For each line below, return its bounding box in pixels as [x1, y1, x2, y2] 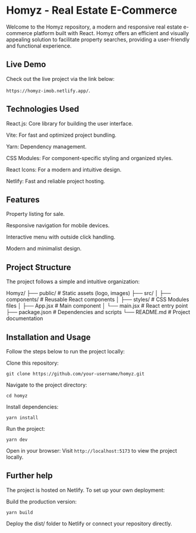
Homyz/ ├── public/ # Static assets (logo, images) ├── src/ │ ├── [6, 290, 171, 297]
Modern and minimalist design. [6, 245, 82, 252]
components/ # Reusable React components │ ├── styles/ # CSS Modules [6, 296, 189, 303]
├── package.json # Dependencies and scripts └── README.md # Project [6, 309, 191, 316]
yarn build [6, 509, 33, 515]
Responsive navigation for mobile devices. [6, 222, 110, 229]
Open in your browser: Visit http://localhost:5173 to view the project [6, 447, 177, 454]
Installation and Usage [6, 332, 91, 342]
